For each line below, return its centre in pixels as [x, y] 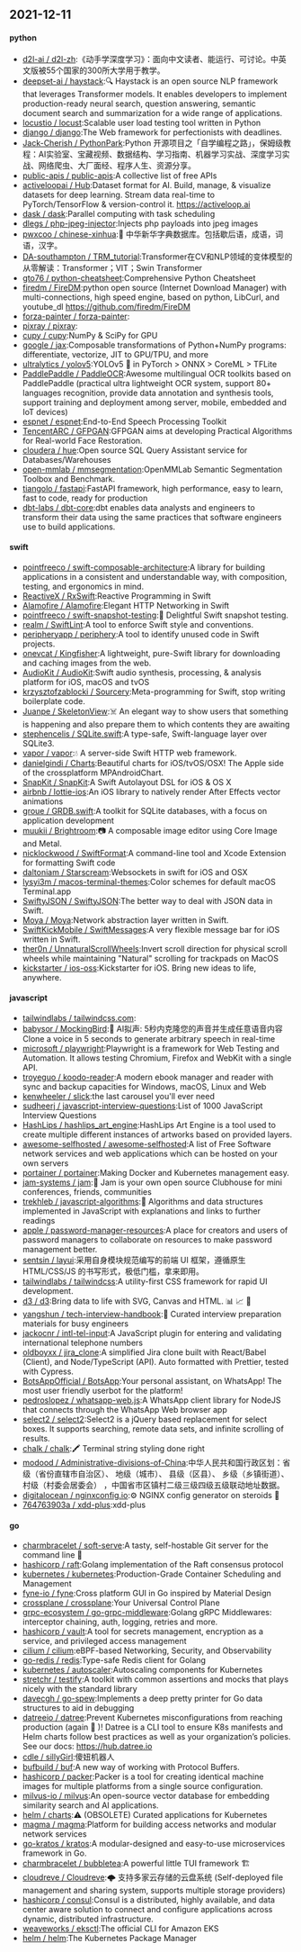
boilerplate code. [53, 700]
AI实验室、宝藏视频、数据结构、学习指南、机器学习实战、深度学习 [160, 154]
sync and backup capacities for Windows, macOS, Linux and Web [144, 1087]
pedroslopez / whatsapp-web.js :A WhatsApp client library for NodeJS [151, 1400]
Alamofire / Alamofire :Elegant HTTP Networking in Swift [126, 605]
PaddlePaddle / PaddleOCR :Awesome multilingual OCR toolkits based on [157, 374]
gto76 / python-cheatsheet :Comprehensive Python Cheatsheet [139, 277]
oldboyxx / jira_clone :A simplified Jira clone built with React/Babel [144, 1352]
